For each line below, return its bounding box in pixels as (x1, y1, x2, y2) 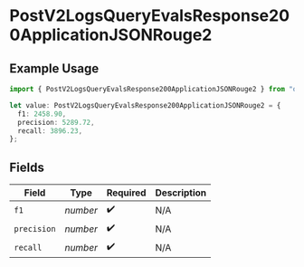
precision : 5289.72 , (17, 118, 95, 127)
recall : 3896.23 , (17, 126, 83, 136)
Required (106, 186, 147, 199)
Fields (9, 159, 45, 175)
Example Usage (9, 61, 100, 76)
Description (155, 186, 207, 199)
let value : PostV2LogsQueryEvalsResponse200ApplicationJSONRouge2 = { (9, 100, 281, 110)
